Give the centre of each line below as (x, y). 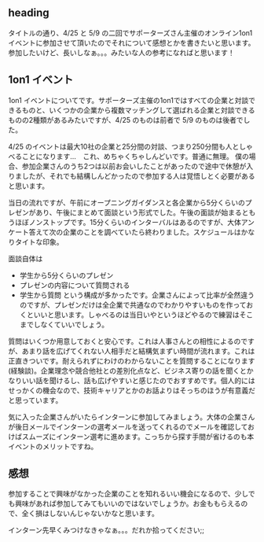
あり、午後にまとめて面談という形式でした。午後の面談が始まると (142, 212)
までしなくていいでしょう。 (64, 324)
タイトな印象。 (39, 242)
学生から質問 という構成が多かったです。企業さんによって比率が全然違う (137, 295)
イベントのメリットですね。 (53, 446)
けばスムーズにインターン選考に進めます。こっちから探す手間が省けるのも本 (131, 437)
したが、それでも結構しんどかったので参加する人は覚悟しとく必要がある (138, 175)
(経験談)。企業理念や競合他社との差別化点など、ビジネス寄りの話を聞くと (128, 371)
